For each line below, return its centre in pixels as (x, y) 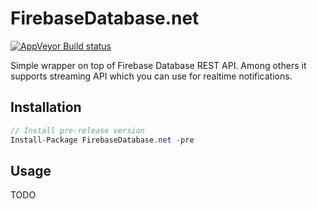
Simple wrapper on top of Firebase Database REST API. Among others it (158, 65)
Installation (46, 107)
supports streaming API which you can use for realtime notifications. (151, 76)
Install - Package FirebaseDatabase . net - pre (102, 140)
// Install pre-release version (77, 130)
